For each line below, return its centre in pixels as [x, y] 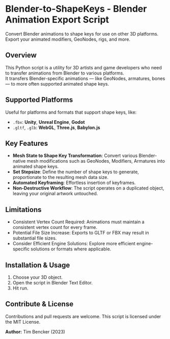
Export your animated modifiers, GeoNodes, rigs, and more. [68, 39]
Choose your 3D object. [37, 277]
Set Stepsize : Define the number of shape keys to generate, [76, 172]
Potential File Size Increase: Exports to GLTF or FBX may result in [81, 233]
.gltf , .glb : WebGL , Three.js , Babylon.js [56, 127]
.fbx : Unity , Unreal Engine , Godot [49, 122]
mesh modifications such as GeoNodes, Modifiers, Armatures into [96, 161]
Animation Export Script [57, 20]
